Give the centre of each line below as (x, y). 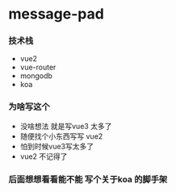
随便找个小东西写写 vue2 (61, 136)
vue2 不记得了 (44, 156)
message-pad (57, 14)
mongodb (36, 76)
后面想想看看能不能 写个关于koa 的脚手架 (88, 179)
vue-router (38, 67)
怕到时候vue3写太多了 (57, 146)
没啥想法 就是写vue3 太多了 (66, 126)
